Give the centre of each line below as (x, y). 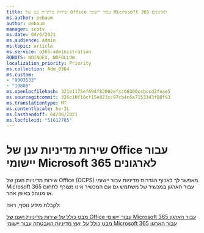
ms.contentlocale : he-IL (38, 109)
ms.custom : (20, 75)
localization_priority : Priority (49, 63)
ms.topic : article (30, 46)
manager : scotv (26, 29)
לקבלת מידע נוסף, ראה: (34, 205)
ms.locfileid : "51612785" (39, 120)
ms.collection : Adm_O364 (38, 69)
